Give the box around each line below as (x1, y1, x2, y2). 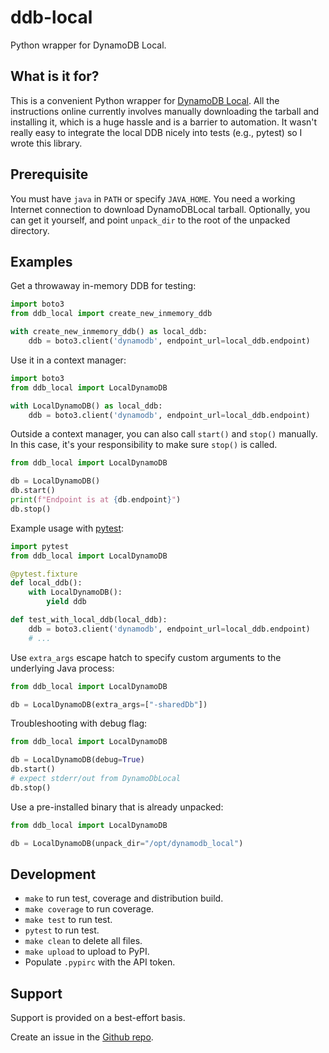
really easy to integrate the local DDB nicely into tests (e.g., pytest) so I (10, 126, 303, 138)
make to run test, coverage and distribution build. (24, 892, 224, 905)
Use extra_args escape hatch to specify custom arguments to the (10, 651, 282, 663)
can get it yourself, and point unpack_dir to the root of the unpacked (10, 214, 291, 226)
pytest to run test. (24, 924, 100, 936)
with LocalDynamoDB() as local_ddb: (10, 401, 163, 411)
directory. (10, 224, 50, 236)
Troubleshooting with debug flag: (10, 717, 148, 730)
